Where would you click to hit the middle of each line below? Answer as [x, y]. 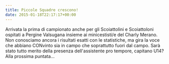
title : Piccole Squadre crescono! [42, 10]
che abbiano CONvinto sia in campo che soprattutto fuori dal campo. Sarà [83, 45]
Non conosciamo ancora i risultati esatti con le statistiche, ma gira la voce [82, 40]
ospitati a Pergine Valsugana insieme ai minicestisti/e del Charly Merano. [81, 35]
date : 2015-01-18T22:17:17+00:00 [41, 15]
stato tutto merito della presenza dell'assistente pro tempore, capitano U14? [85, 51]
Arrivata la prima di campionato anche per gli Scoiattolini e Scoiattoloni [79, 29]
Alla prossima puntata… [30, 56]
